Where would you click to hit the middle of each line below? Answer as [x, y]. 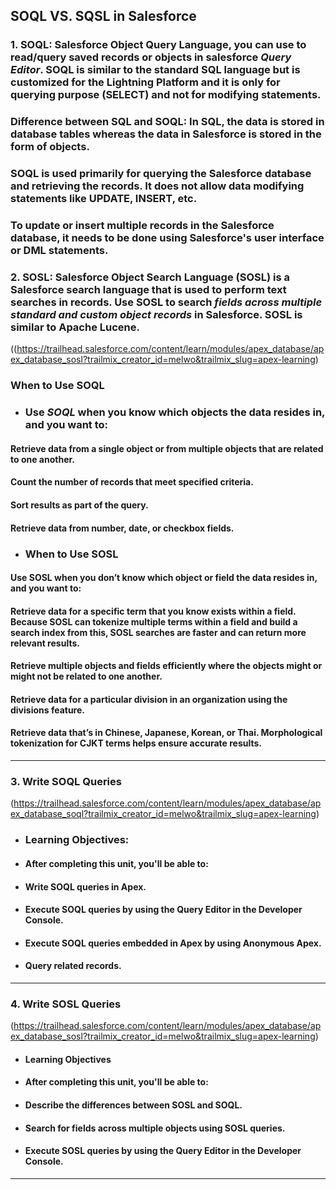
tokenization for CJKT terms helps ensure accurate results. [136, 743]
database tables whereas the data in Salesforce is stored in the [166, 134]
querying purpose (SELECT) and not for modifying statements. [166, 95]
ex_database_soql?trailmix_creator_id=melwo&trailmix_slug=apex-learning [163, 814]
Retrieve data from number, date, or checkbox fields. [122, 528]
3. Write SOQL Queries [66, 782]
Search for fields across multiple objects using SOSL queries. [155, 1128]
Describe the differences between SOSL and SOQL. [133, 1105]
